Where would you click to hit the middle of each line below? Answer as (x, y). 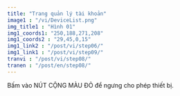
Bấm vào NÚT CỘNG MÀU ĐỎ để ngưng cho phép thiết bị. (91, 85)
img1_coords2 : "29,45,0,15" (49, 40)
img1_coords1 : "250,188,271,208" (55, 33)
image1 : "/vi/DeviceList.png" (52, 20)
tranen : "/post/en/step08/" (49, 65)
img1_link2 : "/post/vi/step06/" (55, 46)
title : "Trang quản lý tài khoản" (57, 14)
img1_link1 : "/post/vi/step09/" (55, 53)
